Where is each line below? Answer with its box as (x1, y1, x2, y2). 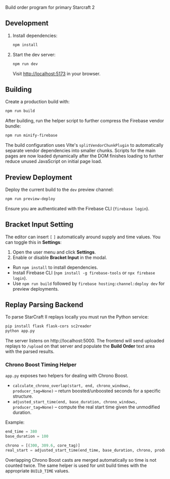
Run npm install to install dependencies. (12, 264, 98, 270)
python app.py (5, 329, 35, 334)
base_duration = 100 (5, 434, 49, 439)
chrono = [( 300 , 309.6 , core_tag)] (5, 443, 80, 449)
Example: (5, 419, 25, 426)
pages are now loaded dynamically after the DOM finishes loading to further (5, 153, 164, 159)
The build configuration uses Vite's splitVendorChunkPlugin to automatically (5, 142, 163, 148)
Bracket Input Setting (5, 220, 73, 229)
